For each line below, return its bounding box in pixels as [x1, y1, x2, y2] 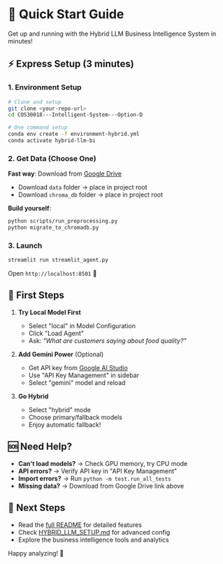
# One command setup [8, 124, 69, 132]
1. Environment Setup [8, 83, 82, 92]
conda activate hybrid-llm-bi [8, 137, 96, 144]
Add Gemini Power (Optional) [17, 350, 104, 358]
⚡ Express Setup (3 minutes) [8, 58, 135, 70]
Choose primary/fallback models [28, 413, 123, 421]
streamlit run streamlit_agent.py [8, 257, 109, 264]
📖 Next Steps [8, 502, 66, 514]
